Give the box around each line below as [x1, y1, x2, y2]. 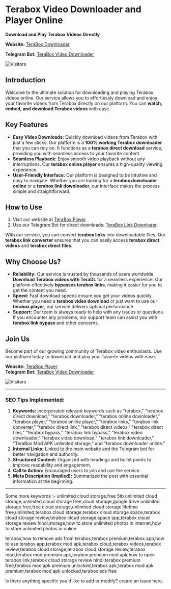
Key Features [5, 120, 48, 129]
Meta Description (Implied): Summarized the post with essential [12, 473, 149, 479]
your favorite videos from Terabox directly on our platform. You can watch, [5, 100, 163, 106]
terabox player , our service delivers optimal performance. [12, 304, 135, 310]
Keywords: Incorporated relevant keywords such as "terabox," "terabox [12, 408, 164, 414]
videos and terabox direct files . [5, 242, 73, 249]
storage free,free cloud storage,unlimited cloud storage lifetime [5, 504, 138, 510]
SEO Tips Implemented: [5, 396, 65, 403]
